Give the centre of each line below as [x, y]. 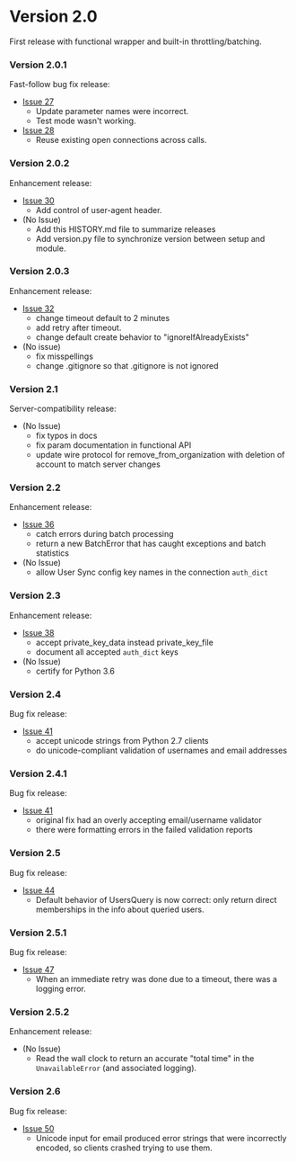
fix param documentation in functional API [113, 445]
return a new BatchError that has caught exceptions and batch [151, 544]
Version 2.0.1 [38, 65]
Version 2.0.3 [39, 272]
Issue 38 [39, 632]
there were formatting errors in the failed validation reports [144, 830]
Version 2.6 [35, 1092]
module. [51, 248]
